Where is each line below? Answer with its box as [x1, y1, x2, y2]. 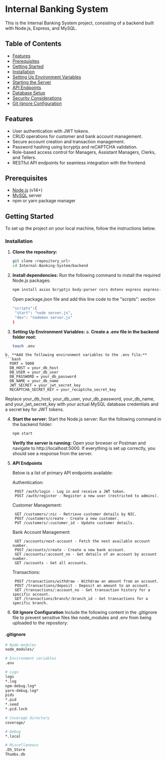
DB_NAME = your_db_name [9, 379, 58, 384]
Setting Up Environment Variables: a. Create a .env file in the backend [12, 329, 160, 335]
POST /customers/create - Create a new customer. [14, 516, 119, 521]
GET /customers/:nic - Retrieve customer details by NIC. [14, 512, 137, 517]
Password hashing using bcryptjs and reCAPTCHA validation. [12, 144, 138, 150]
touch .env [12, 343, 35, 348]
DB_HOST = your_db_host [9, 365, 58, 371]
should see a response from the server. [12, 451, 93, 457]
